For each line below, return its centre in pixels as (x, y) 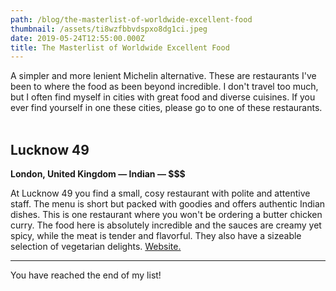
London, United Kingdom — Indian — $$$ (98, 174)
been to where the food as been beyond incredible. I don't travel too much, (164, 87)
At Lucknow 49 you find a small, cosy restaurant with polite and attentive (160, 193)
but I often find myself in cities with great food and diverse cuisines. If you (163, 97)
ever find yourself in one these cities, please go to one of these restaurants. (166, 108)
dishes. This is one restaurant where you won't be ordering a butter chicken (166, 215)
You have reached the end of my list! (86, 275)
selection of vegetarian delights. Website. (96, 247)
